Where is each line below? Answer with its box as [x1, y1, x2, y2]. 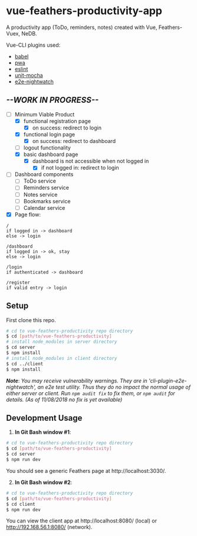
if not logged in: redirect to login [41, 164, 119, 171]
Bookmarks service [23, 197, 71, 204]
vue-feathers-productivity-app [6, 4, 162, 18]
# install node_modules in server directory [6, 339, 117, 345]
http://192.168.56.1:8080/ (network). [6, 524, 93, 531]
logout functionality [23, 144, 71, 151]
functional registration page [23, 117, 91, 125]
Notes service [23, 191, 58, 198]
